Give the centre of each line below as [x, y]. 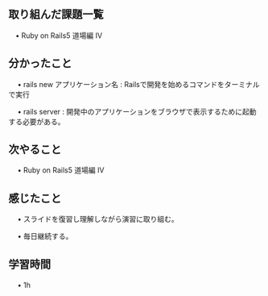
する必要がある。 [37, 121]
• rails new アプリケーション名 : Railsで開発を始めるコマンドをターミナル [138, 84]
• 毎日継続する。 [45, 236]
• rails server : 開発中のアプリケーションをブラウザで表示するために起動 [137, 111]
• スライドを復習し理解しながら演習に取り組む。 [98, 219]
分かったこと [40, 63]
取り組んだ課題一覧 [56, 15]
